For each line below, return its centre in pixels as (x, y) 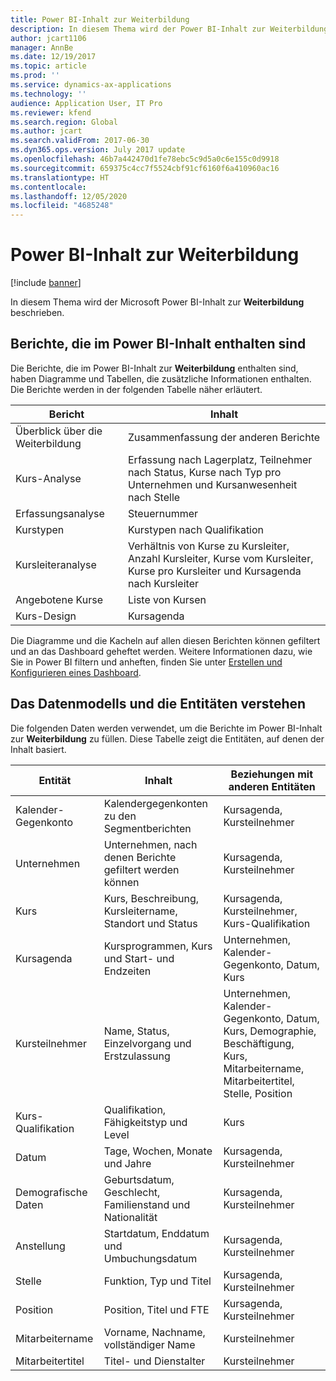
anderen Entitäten (272, 786)
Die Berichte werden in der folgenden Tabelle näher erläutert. (136, 389)
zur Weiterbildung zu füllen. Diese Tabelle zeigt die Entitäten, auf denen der (167, 738)
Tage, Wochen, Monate (158, 1151)
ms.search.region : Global (64, 122)
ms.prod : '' (35, 76)
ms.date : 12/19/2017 (53, 57)
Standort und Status (150, 923)
